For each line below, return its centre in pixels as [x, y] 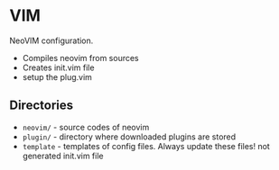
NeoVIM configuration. [51, 40]
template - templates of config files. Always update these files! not [146, 146]
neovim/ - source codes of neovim [86, 127]
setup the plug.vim [57, 76]
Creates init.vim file [58, 67]
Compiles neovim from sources [81, 58]
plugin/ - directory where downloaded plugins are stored [129, 137]
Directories [42, 106]
